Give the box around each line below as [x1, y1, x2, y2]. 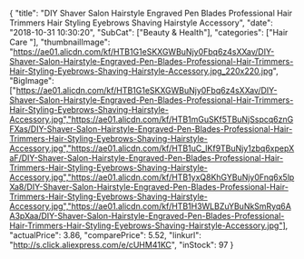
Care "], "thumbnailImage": [9, 36, 111, 47]
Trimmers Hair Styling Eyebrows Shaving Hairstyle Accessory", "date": [9, 17, 274, 28]
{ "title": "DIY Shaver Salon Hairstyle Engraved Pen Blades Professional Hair [9, 8, 293, 18]
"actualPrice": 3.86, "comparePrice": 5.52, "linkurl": [9, 230, 202, 240]
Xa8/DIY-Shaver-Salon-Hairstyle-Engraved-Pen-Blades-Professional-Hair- [9, 182, 289, 192]
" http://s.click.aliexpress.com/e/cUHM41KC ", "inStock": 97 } [9, 240, 234, 250]
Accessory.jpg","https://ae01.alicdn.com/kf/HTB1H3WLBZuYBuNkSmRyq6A [9, 201, 292, 212]
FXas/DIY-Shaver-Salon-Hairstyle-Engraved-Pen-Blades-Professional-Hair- [9, 124, 293, 134]
